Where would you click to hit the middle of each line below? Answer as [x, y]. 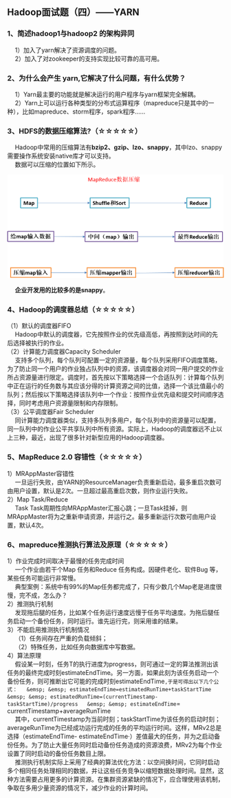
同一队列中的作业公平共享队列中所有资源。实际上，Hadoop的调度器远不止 [112, 429]
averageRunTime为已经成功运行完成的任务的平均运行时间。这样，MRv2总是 [114, 727]
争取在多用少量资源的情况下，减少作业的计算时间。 [79, 788]
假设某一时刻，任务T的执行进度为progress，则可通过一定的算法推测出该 [117, 664]
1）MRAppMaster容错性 [41, 473]
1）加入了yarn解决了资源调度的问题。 [68, 50]
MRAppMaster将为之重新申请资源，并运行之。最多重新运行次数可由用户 [109, 516]
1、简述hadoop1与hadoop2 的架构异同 [71, 34]
